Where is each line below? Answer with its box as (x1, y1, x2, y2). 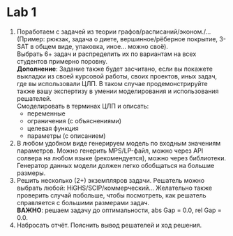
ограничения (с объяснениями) (27, 116, 122, 125)
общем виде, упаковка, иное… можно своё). (35, 42, 169, 50)
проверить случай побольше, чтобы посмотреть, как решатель (16, 190, 206, 200)
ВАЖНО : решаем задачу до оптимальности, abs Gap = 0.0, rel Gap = (16, 206, 223, 214)
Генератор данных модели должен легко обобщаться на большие (16, 161, 215, 169)
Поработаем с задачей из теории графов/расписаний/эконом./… (16, 27, 211, 36)
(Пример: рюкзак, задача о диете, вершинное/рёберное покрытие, (16, 34, 218, 43)
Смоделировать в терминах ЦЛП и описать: (16, 102, 149, 110)
